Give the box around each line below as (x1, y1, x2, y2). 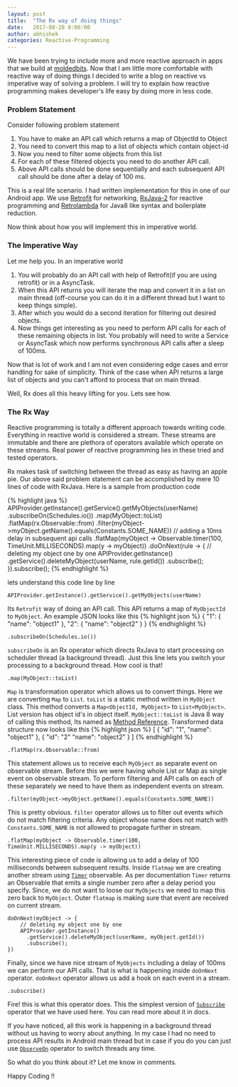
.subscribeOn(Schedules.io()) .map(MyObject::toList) (7, 511, 163, 520)
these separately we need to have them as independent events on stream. (7, 782, 225, 790)
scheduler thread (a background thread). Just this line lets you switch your (7, 654, 226, 662)
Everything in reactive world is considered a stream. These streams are (7, 431, 216, 439)
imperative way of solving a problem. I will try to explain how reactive (7, 79, 210, 88)
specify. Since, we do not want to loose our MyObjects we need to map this (7, 886, 226, 895)
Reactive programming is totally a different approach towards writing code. (7, 423, 227, 432)
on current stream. (7, 901, 62, 910)
